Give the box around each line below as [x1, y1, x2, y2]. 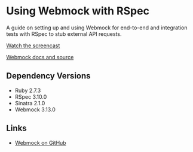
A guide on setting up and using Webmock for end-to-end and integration [6, 24, 188, 31]
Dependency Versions [6, 71, 91, 81]
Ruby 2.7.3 [14, 87, 41, 94]
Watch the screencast [6, 42, 60, 49]
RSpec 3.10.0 [14, 93, 47, 100]
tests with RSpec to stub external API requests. [6, 30, 122, 37]
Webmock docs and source [6, 53, 74, 60]
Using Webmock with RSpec [6, 4, 149, 18]
